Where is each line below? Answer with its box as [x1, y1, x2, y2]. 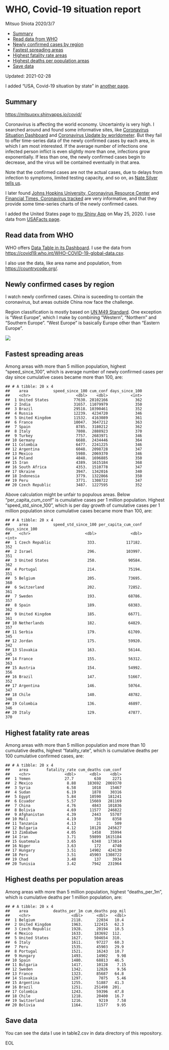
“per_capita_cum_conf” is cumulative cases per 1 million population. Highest [5, 497, 165, 503]
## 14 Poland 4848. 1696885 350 [5, 456, 143, 461]
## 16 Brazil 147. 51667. [5, 674, 143, 680]
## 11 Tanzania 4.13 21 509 [5, 821, 122, 826]
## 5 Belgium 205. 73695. [5, 576, 143, 581]
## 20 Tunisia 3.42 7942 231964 [5, 861, 122, 866]
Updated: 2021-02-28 [5, 73, 51, 79]
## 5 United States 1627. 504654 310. [5, 935, 122, 941]
